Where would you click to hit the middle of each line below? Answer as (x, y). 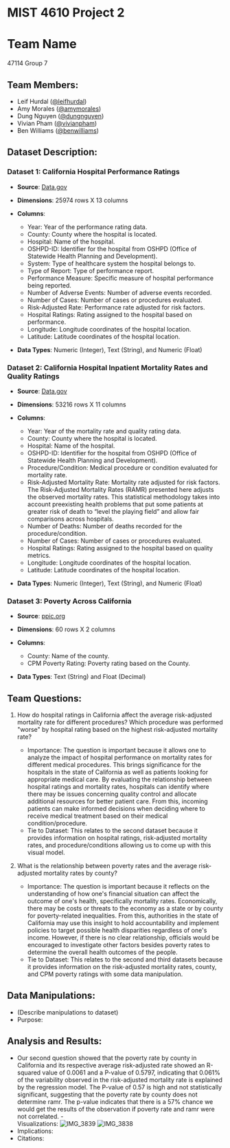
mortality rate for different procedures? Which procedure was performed (120, 722)
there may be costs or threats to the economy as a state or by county (125, 909)
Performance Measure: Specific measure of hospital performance (120, 278)
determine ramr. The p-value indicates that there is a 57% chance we (115, 1101)
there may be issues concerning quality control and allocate (112, 794)
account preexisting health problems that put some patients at (115, 504)
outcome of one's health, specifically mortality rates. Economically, (122, 901)
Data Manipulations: (51, 996)
